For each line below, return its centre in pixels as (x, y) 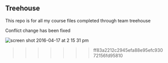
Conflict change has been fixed (38, 30)
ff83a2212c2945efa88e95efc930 (128, 50)
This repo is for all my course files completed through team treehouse (78, 20)
